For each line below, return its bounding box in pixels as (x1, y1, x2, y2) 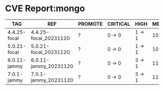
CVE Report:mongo (5, 3, 85, 14)
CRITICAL (107, 20, 130, 27)
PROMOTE (78, 20, 103, 27)
